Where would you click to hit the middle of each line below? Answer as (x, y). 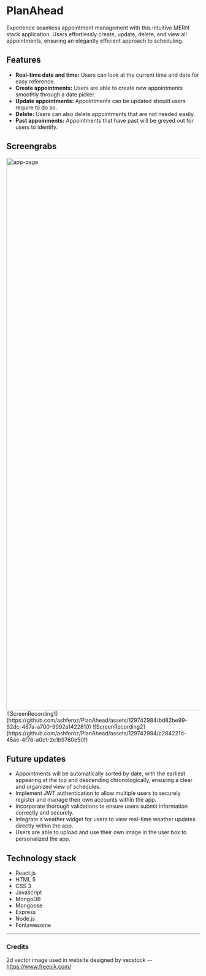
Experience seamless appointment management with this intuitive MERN (98, 28)
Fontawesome (33, 925)
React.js (25, 873)
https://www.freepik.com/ (39, 967)
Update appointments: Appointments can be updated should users (100, 101)
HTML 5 (25, 880)
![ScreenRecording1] (32, 713)
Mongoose (29, 905)
